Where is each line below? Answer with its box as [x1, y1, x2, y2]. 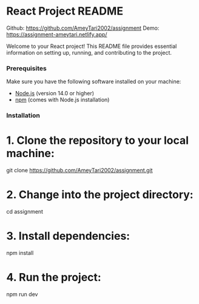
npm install [6, 249, 34, 256]
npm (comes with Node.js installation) [15, 96, 110, 104]
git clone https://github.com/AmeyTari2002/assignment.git [6, 167, 153, 174]
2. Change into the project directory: [6, 188, 194, 201]
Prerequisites [6, 64, 47, 72]
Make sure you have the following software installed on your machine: [6, 78, 181, 86]
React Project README [6, 4, 123, 18]
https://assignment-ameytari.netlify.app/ [6, 30, 107, 38]
